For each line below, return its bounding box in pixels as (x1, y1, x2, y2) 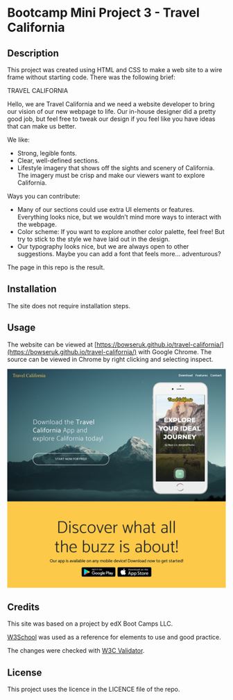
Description (7, 47, 59, 59)
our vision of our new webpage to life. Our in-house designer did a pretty (7, 108, 216, 115)
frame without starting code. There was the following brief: (7, 73, 175, 81)
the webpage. (17, 220, 58, 228)
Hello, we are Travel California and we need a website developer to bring (7, 100, 215, 108)
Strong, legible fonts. (17, 149, 78, 157)
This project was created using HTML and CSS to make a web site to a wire (7, 66, 223, 74)
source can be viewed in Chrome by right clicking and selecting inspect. (7, 355, 214, 363)
